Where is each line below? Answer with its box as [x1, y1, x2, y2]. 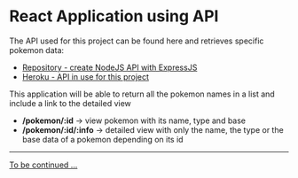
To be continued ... [9, 159, 78, 170]
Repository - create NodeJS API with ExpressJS [21, 62, 198, 73]
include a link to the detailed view [9, 97, 131, 108]
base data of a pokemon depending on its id [21, 134, 184, 144]
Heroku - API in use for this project [21, 71, 149, 81]
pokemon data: [9, 44, 65, 55]
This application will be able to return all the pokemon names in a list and [9, 89, 275, 99]
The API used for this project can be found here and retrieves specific [9, 35, 264, 46]
